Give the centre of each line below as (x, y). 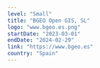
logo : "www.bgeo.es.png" (44, 27)
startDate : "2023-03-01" (44, 34)
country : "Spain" (33, 54)
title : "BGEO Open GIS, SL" (49, 21)
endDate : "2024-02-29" (41, 40)
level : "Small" (30, 14)
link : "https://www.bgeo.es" (50, 47)
